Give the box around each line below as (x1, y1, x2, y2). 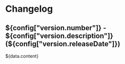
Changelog (5, 3, 53, 15)
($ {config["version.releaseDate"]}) (5, 39, 121, 48)
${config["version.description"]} (5, 31, 114, 40)
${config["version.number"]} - (5, 24, 107, 32)
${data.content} (5, 53, 39, 59)
